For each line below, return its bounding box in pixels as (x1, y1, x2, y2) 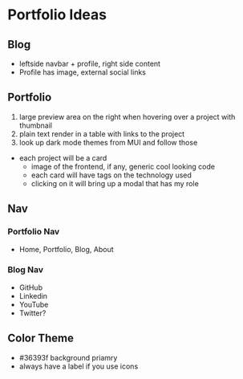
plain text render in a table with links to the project (18, 128, 185, 138)
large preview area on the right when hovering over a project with (18, 112, 236, 121)
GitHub (18, 283, 43, 292)
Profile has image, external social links (18, 67, 146, 77)
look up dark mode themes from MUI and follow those (18, 137, 198, 147)
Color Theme (7, 332, 74, 345)
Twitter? (18, 308, 47, 318)
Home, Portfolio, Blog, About (18, 244, 114, 254)
